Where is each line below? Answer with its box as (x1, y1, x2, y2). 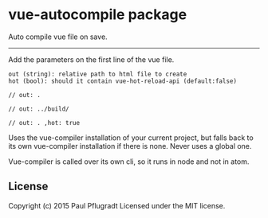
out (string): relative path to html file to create (8, 70, 187, 78)
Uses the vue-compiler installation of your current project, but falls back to (8, 133, 254, 142)
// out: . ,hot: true (8, 119, 81, 127)
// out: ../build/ (8, 105, 69, 113)
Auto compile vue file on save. (8, 32, 108, 41)
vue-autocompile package (8, 6, 187, 24)
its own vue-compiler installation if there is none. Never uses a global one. (8, 141, 252, 150)
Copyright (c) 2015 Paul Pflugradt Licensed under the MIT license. (8, 200, 226, 210)
